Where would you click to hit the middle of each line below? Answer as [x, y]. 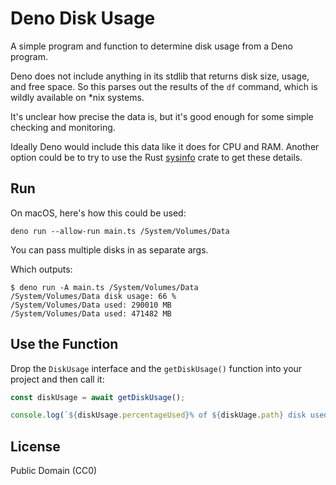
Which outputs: [41, 269]
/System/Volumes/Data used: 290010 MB [91, 305]
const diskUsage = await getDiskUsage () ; [98, 397]
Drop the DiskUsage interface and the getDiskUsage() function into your [156, 368]
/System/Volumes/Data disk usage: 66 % [93, 296]
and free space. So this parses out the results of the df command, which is [164, 86]
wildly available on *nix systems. [77, 97]
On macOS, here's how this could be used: [98, 213]
